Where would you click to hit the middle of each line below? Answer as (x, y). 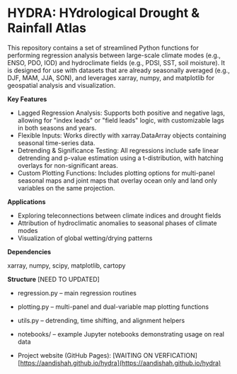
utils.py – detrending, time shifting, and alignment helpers (101, 320)
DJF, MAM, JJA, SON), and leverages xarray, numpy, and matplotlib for (111, 78)
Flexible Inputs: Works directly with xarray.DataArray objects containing (122, 135)
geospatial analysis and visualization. (62, 85)
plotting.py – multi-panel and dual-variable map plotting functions (113, 307)
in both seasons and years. (57, 127)
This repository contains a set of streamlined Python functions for (103, 47)
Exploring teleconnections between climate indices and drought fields (119, 215)
